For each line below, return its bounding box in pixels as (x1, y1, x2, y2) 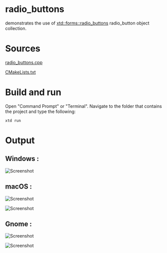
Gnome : (5, 220, 32, 228)
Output (5, 135, 35, 146)
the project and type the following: (5, 108, 76, 114)
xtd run (5, 118, 21, 123)
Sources (5, 43, 41, 54)
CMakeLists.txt (5, 69, 36, 75)
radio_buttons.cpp (5, 59, 43, 65)
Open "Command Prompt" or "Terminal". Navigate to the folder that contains (5, 103, 162, 109)
